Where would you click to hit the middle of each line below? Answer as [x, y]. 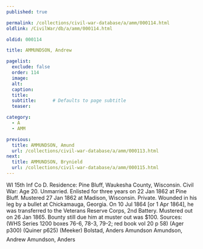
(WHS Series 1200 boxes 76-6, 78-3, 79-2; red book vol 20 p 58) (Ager [95, 223]
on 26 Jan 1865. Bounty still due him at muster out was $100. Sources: [94, 217]
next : [13, 156]
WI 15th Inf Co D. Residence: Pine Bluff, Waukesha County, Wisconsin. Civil [100, 185]
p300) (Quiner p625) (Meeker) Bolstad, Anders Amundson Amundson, [94, 230]
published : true [27, 12]
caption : [23, 89]
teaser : [22, 107]
